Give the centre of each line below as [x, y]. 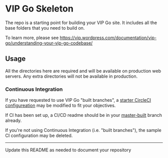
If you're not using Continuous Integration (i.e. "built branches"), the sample [83, 130]
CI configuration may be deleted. [39, 135]
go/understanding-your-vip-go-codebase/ [49, 43]
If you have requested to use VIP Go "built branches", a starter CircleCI [78, 100]
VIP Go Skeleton [39, 9]
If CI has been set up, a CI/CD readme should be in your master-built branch [84, 115]
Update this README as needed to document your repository [68, 150]
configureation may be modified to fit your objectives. [60, 105]
